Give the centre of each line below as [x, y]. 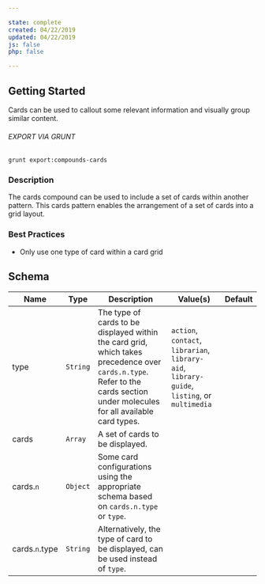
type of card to [125, 539]
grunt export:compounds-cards [58, 160]
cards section [123, 391]
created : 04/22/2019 [42, 30]
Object [78, 486]
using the [115, 476]
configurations [125, 466]
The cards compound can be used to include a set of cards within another [129, 197]
